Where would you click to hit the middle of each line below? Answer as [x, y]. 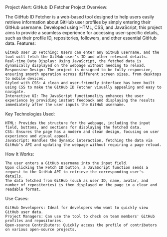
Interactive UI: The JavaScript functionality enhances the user [74, 96]
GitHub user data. [24, 212]
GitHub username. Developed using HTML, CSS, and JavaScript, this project [83, 27]
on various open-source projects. [41, 230]
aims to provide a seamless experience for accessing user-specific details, [82, 33]
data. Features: [21, 43]
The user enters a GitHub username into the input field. [67, 163]
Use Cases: [17, 198]
